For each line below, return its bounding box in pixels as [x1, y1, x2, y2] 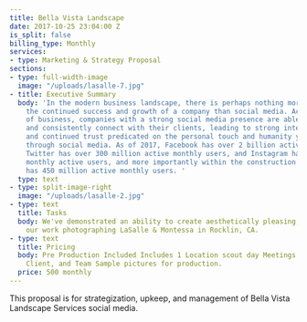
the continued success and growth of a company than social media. [26, 107, 288, 116]
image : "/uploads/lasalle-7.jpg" [17, 81, 145, 90]
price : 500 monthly [17, 268, 92, 277]
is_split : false [9, 30, 71, 39]
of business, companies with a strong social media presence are [26, 115, 281, 124]
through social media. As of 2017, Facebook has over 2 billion [26, 140, 276, 150]
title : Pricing [17, 243, 76, 252]
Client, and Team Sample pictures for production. [26, 259, 223, 269]
